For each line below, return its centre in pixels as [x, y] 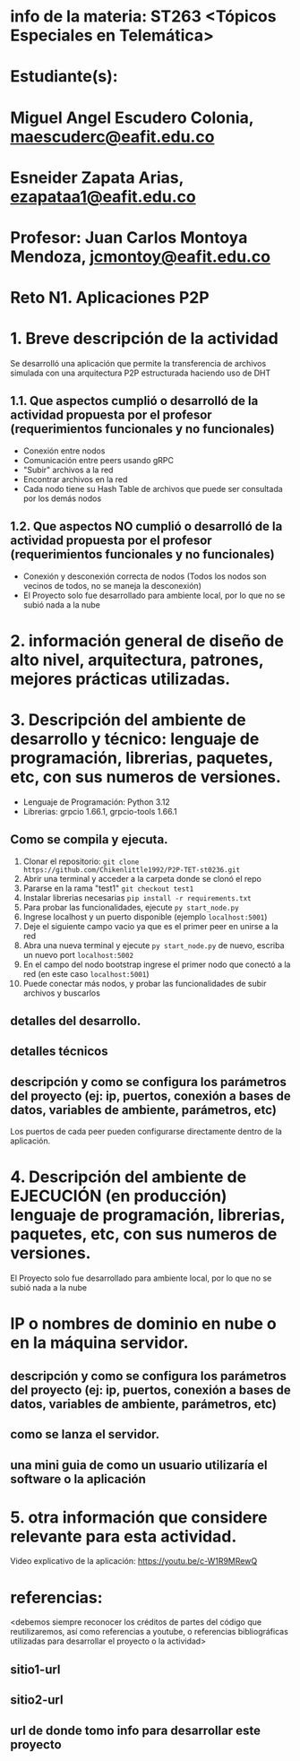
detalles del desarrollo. [76, 1021]
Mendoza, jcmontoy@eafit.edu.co [141, 256]
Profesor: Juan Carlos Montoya [129, 237]
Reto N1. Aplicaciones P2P [110, 298]
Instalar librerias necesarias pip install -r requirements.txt [137, 897]
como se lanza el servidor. [85, 1434]
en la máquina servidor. [99, 1343]
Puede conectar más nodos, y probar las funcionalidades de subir [145, 983]
